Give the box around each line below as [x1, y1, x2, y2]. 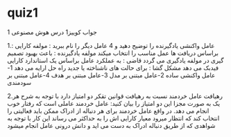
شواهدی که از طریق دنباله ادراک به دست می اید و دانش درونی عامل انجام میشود [7, 121, 216, 129]
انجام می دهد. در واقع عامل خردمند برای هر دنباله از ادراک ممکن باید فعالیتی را [7, 106, 209, 115]
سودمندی [7, 78, 32, 86]
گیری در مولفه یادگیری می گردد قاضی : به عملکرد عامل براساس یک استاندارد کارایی [7, 56, 224, 64]
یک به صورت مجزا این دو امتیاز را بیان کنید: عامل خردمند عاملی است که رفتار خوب [7, 99, 221, 107]
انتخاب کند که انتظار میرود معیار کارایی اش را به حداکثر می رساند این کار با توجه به [7, 113, 220, 122]
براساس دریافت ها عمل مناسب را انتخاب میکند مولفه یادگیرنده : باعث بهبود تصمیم [7, 49, 219, 57]
